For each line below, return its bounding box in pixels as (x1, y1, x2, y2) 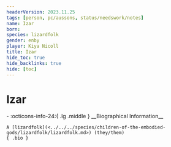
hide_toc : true (6, 55, 45, 61)
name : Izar (6, 20, 34, 26)
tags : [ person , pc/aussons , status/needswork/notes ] (6, 15, 144, 21)
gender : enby (6, 37, 40, 43)
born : (6, 26, 20, 32)
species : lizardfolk (6, 32, 59, 38)
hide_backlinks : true (6, 60, 62, 66)
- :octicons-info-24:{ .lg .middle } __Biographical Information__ (6, 113, 164, 120)
